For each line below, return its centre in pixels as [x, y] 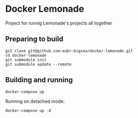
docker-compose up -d [28, 110]
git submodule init [26, 60]
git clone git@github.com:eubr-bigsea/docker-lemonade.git [69, 51]
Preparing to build [34, 39]
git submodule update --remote [38, 64]
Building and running [39, 80]
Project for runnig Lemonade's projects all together [59, 23]
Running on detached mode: [35, 101]
